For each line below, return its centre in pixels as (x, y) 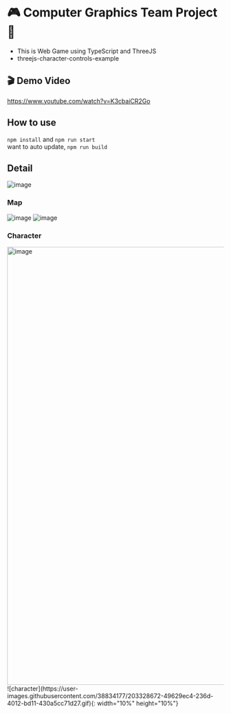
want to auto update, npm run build (57, 146)
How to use (32, 123)
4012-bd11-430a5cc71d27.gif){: (52, 703)
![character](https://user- (43, 688)
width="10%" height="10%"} (138, 703)
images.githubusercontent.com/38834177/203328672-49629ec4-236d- (110, 695)
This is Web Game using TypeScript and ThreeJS (87, 51)
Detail (20, 168)
